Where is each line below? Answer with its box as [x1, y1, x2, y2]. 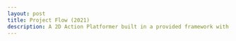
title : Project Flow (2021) [7, 17, 90, 24]
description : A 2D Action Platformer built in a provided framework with [7, 23, 230, 30]
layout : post [7, 10, 46, 17]
